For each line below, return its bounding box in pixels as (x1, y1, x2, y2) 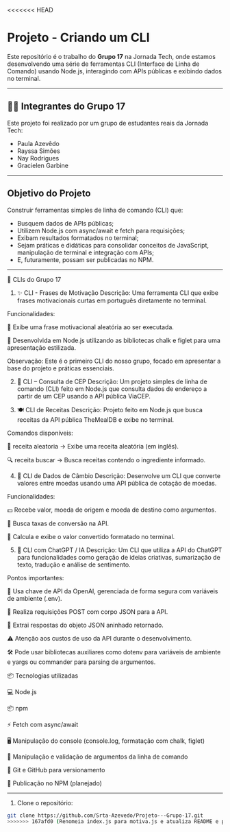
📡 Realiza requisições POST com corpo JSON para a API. (7, 607, 168, 616)
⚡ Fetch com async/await (7, 720, 79, 728)
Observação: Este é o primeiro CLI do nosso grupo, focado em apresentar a (7, 357, 221, 365)
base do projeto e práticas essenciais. (7, 364, 114, 372)
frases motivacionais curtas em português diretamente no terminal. (16, 296, 207, 305)
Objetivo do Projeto (7, 188, 91, 200)
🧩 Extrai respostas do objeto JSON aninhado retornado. (7, 621, 164, 629)
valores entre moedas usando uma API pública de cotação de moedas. (16, 479, 217, 487)
